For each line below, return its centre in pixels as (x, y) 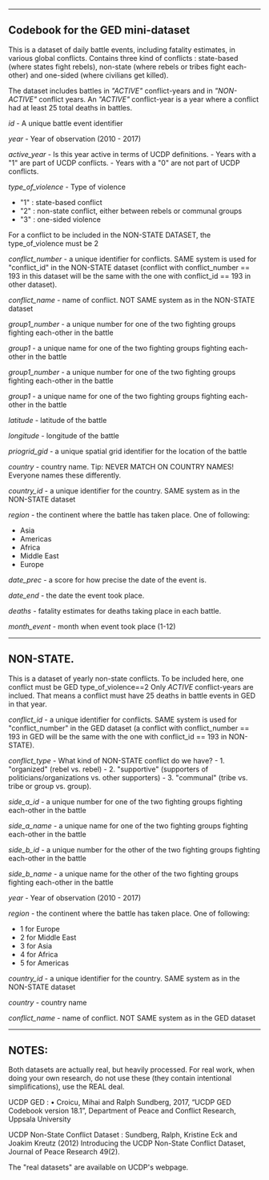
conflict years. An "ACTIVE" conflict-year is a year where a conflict (149, 99)
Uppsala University (40, 1119)
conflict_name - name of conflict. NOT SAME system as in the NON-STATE (132, 300)
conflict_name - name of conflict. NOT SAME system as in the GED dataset (132, 1017)
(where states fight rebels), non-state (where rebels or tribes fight (117, 66)
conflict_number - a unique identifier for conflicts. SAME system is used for (132, 259)
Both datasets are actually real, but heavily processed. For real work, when (131, 1069)
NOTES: (28, 1051)
